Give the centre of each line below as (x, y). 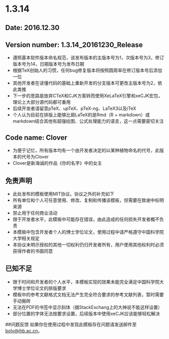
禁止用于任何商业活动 (35, 213)
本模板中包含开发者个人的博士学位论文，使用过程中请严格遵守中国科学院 (88, 232)
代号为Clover (35, 157)
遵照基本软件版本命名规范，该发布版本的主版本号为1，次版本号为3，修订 (88, 58)
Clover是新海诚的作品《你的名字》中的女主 (57, 163)
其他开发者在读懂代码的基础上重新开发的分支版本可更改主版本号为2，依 (87, 83)
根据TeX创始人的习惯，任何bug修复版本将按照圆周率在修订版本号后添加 (87, 70)
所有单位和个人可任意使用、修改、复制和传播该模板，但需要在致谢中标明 (88, 200)
